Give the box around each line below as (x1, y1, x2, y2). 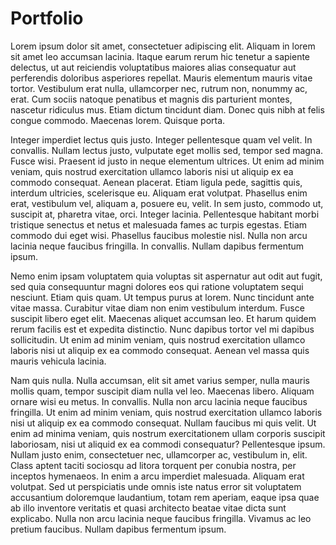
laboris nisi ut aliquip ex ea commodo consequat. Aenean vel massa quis (10, 344, 310, 356)
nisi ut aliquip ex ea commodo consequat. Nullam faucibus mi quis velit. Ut (10, 417, 317, 429)
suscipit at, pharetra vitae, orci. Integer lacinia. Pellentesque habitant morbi (10, 208, 320, 220)
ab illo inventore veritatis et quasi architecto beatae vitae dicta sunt (10, 502, 287, 514)
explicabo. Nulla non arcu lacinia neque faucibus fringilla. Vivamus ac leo (10, 512, 312, 524)
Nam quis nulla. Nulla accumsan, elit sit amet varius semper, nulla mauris (10, 374, 310, 386)
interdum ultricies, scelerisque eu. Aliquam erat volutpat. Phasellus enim (10, 187, 308, 199)
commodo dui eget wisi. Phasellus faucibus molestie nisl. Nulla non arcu (10, 229, 308, 241)
